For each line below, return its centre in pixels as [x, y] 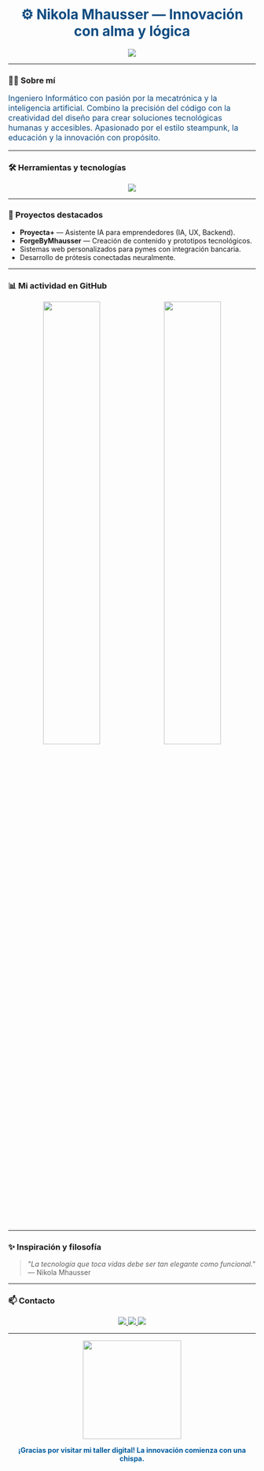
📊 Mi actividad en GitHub [58, 285]
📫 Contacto [31, 1301]
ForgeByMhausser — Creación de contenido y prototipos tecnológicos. [136, 240]
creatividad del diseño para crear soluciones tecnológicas [115, 118]
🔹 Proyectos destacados [56, 215]
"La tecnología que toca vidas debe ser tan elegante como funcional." [141, 1264]
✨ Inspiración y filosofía [55, 1247]
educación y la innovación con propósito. [84, 138]
